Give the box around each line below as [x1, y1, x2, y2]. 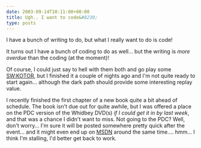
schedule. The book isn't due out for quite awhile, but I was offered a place [6, 103, 192, 110]
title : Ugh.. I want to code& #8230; [6, 14, 98, 20]
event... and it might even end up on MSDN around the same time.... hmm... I [6, 128, 195, 135]
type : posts [6, 20, 36, 26]
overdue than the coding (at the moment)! [6, 55, 110, 62]
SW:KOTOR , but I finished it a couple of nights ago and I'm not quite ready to [6, 73, 196, 80]
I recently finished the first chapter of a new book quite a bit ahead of [6, 96, 178, 104]
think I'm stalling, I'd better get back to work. [6, 135, 117, 142]
